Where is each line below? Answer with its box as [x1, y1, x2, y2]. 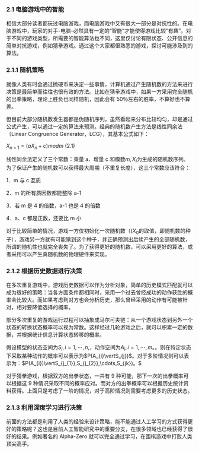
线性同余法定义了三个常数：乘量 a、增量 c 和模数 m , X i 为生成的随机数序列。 [6, 156, 189, 164]
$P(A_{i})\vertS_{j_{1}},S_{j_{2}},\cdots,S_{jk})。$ [21, 360, 142, 367]
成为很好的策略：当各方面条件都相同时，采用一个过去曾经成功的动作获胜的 [6, 289, 188, 296]
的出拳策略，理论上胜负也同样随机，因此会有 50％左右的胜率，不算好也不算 [6, 95, 191, 102]
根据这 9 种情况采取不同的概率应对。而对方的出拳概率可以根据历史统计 [11, 380, 184, 387]
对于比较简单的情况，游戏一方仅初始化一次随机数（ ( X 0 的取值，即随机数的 [6, 227, 186, 236]
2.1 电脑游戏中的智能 [6, 5, 65, 13]
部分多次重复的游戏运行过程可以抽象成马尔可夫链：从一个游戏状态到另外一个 [6, 316, 193, 324]
